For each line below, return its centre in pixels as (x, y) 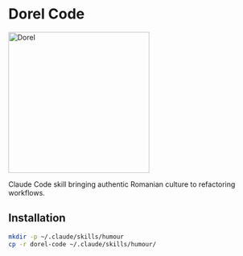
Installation (37, 218)
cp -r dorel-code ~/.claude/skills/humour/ (82, 244)
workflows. (27, 192)
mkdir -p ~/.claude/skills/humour (66, 237)
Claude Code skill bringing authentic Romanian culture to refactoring (122, 184)
